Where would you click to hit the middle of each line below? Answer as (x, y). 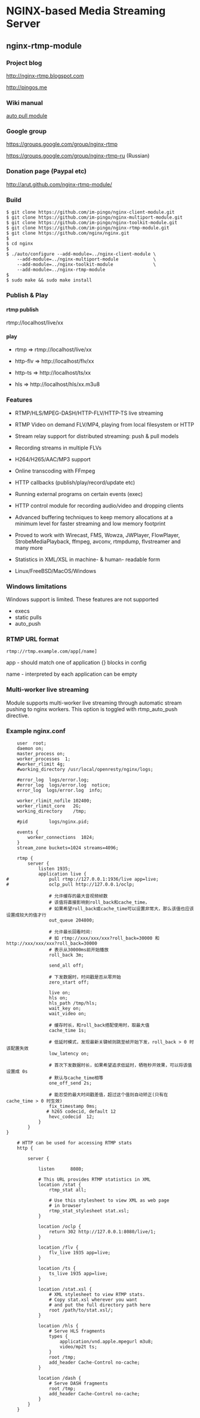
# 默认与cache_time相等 (76, 1078)
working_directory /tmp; (52, 811)
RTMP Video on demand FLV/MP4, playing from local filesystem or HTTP (104, 424)
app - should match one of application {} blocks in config (76, 663)
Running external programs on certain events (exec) (79, 494)
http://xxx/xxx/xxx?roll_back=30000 (52, 943)
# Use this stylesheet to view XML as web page (109, 1200)
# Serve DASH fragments (79, 1383)
